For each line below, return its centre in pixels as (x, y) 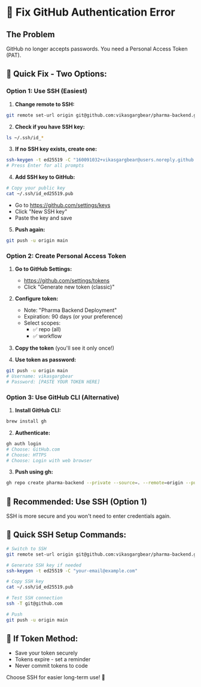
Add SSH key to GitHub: (45, 177)
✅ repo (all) (47, 329)
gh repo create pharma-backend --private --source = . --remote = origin (95, 483)
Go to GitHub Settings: (43, 269)
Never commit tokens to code (51, 666)
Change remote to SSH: (45, 104)
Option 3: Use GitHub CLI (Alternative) (63, 397)
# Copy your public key (36, 188)
